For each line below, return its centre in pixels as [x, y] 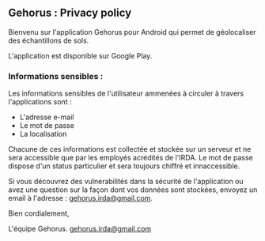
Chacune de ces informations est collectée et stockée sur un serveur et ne [130, 149]
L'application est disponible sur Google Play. [80, 55]
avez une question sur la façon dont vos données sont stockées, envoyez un [133, 190]
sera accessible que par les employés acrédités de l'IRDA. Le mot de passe [131, 158]
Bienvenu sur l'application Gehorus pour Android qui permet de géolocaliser [132, 32]
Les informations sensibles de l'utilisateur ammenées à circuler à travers [126, 93]
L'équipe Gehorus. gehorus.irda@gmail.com [80, 229]
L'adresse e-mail [47, 117]
